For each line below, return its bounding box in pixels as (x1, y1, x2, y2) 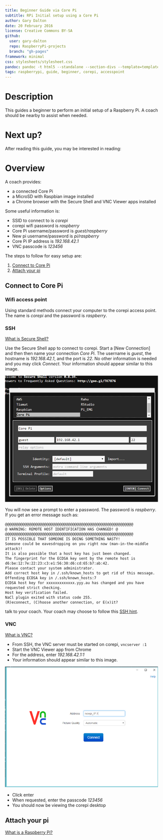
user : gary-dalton (9, 39, 47, 44)
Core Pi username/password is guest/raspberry (12, 228, 108, 234)
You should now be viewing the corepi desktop (12, 802, 106, 808)
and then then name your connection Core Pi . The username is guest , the (5, 350, 152, 356)
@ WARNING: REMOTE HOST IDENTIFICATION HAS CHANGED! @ (5, 527, 118, 532)
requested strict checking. (5, 586, 62, 590)
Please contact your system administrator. (5, 566, 95, 571)
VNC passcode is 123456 (12, 243, 63, 249)
